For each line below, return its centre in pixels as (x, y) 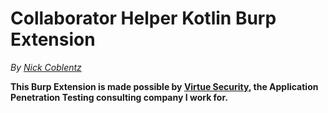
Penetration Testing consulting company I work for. (119, 97)
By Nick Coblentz (46, 67)
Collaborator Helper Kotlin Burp (143, 18)
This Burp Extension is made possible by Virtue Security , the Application (164, 86)
